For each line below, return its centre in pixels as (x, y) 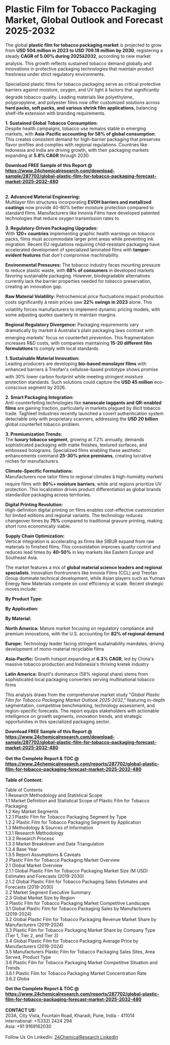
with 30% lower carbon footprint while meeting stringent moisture (74, 376)
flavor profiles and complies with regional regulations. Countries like (76, 144)
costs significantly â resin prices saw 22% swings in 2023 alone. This (79, 302)
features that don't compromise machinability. (71, 255)
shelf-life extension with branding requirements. (55, 113)
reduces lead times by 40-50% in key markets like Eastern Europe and (79, 552)
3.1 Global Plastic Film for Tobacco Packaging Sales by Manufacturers (78, 908)
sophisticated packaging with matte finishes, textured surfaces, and (76, 445)
